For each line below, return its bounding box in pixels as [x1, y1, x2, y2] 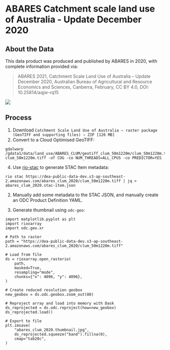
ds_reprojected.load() [5, 310, 53, 315]
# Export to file [5, 318, 42, 324]
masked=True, [14, 265, 42, 271]
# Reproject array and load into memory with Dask [5, 300, 114, 306]
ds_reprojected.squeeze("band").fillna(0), [14, 332, 108, 337]
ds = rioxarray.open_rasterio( [5, 256, 71, 261]
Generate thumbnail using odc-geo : [12, 207, 85, 213]
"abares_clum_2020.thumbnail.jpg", [14, 327, 90, 332]
